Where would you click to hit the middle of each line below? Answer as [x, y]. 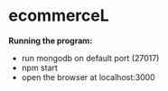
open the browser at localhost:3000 [88, 77]
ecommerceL [59, 16]
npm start [39, 68]
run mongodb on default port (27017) [90, 58]
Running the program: [51, 41]
